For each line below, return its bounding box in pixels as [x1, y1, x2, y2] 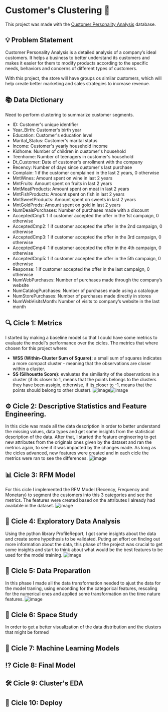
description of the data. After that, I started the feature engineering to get [5, 434, 156, 440]
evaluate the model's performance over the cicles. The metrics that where [5, 340, 158, 346]
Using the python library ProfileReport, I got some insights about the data [5, 530, 156, 537]
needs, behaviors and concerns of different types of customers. [5, 65, 137, 71]
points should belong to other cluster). [12, 387, 92, 393]
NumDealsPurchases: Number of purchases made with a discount [12, 207, 149, 213]
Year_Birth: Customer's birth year [12, 127, 82, 133]
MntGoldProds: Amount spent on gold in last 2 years [12, 202, 121, 208]
